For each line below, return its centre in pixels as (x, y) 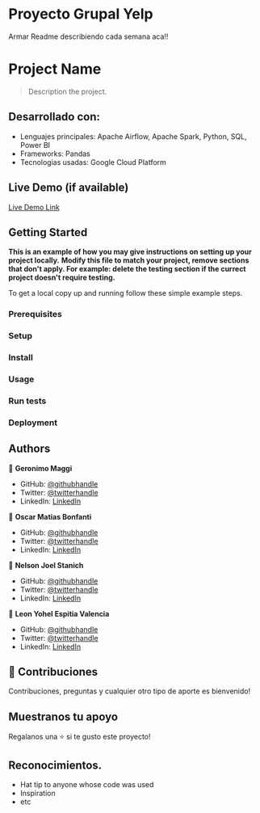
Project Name (55, 69)
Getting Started (48, 232)
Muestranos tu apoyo (63, 716)
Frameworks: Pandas (55, 154)
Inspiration (38, 794)
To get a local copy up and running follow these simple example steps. (126, 293)
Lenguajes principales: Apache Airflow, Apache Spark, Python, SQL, (134, 136)
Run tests (27, 401)
